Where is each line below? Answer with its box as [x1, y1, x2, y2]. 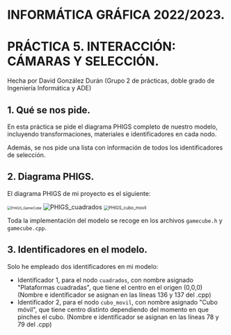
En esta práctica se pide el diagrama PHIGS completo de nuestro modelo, [7, 122, 218, 131]
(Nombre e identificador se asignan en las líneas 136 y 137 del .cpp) [17, 291, 212, 299]
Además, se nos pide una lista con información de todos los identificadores [7, 143, 223, 152]
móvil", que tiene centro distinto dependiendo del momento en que [17, 305, 209, 313]
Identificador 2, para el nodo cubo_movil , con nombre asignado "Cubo [17, 297, 218, 306]
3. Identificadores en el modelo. [7, 244, 148, 256]
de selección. [7, 150, 46, 159]
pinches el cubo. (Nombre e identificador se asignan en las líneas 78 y [17, 313, 219, 321]
